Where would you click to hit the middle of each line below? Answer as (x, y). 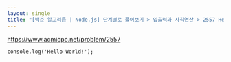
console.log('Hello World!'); (51, 52)
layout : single (29, 13)
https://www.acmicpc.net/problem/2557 (64, 39)
